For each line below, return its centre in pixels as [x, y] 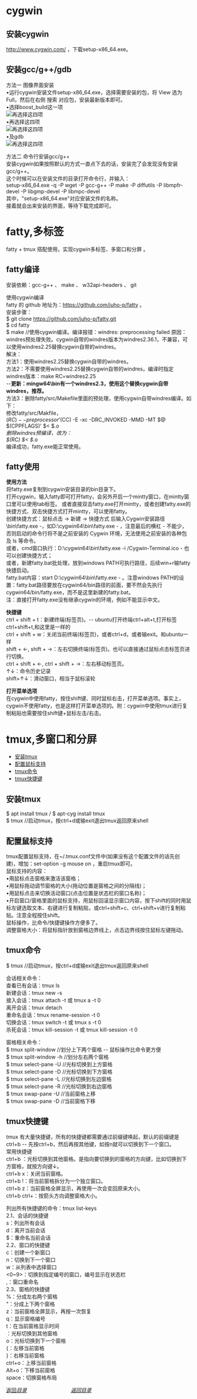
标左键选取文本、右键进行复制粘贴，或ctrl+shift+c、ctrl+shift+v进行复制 [93, 908]
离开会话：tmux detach [34, 1007]
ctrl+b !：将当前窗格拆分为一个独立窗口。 [56, 1181]
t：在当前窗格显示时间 [33, 1326]
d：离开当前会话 [26, 1230]
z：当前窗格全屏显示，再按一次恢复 [49, 1311]
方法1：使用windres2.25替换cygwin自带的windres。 [69, 361]
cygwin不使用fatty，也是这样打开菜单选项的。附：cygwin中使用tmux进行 [94, 706]
